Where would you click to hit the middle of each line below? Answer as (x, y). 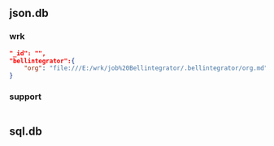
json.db (29, 13)
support (25, 97)
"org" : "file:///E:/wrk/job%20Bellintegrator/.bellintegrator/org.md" (146, 68)
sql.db (26, 131)
